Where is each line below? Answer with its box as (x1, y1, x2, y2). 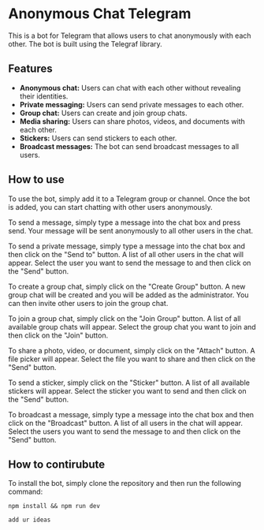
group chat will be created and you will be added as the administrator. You (8, 289, 250, 300)
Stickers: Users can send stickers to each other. (19, 133, 177, 143)
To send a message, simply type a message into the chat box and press (8, 218, 241, 227)
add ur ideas (8, 516, 51, 524)
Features (8, 62, 53, 76)
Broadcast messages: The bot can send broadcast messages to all (19, 141, 239, 151)
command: (8, 487, 43, 497)
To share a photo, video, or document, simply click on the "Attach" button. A (8, 345, 255, 355)
